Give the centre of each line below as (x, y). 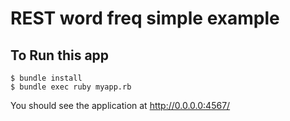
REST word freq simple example (145, 18)
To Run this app (60, 55)
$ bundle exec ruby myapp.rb (71, 87)
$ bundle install (46, 78)
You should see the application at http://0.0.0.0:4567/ (120, 105)
